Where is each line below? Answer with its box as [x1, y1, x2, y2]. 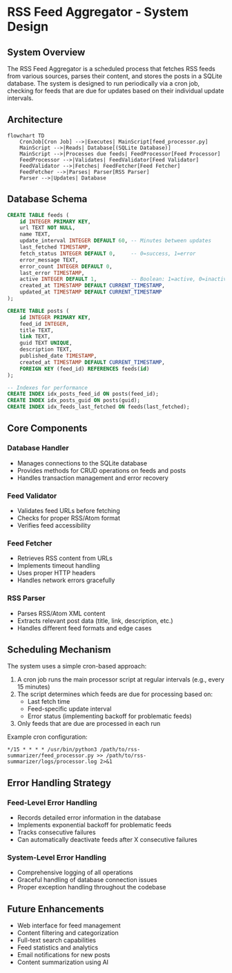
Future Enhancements [7, 903, 105, 915]
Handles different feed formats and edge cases [17, 624, 152, 632]
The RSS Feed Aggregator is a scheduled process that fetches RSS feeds [7, 65, 215, 73]
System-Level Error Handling [7, 853, 107, 862]
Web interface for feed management [17, 921, 121, 929]
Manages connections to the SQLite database [17, 459, 147, 467]
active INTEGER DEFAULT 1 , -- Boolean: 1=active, [19, 276, 196, 283]
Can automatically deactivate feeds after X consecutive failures [17, 836, 198, 844]
